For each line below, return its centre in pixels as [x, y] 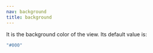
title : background [29, 17]
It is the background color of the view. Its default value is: [77, 34]
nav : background [26, 12]
